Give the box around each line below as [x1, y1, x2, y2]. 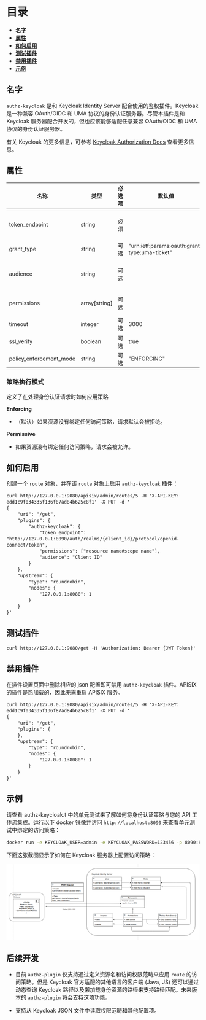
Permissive [6, 430, 36, 437]
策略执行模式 [6, 378, 45, 386]
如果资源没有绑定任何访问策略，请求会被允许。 [15, 443, 134, 450]
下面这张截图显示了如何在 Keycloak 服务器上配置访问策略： [6, 851, 156, 858]
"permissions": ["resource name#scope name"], [39, 548, 161, 555]
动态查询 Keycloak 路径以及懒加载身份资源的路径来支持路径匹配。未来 [15, 986, 192, 993]
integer [80, 320, 99, 328]
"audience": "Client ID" [39, 555, 103, 561]
